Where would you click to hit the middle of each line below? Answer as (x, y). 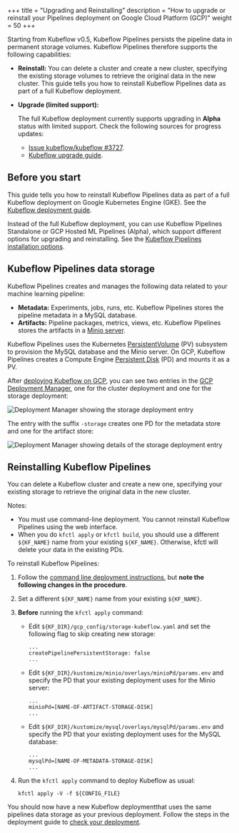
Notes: (17, 506)
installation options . (36, 246)
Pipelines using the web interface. (67, 527)
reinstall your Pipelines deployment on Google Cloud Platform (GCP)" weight (119, 18)
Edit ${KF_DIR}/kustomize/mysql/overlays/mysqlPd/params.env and (126, 727)
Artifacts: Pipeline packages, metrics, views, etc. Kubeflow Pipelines (119, 322)
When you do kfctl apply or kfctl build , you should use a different (118, 535)
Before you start (44, 178)
